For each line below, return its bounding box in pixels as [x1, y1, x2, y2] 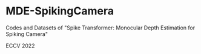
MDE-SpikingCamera [5, 4, 114, 18]
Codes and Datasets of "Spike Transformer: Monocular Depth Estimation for [5, 24, 195, 31]
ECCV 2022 [5, 42, 35, 49]
